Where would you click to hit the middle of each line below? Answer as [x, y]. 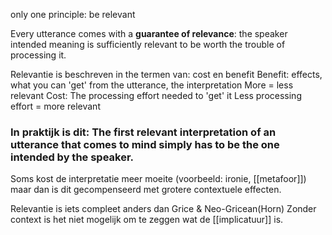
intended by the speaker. [72, 157]
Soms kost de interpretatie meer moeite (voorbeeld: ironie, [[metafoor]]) [158, 179]
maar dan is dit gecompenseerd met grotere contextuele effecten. [146, 190]
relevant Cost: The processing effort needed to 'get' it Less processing [156, 95]
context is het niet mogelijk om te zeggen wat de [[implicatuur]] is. [147, 220]
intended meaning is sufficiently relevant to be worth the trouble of [148, 44]
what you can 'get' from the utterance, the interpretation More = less [152, 85]
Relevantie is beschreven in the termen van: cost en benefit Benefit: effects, [166, 74]
